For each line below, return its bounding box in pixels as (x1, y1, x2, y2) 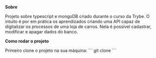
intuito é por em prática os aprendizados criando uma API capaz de (5, 19, 140, 24)
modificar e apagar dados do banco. (5, 29, 78, 34)
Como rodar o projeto (5, 38, 49, 44)
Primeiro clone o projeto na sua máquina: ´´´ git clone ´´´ (5, 48, 117, 53)
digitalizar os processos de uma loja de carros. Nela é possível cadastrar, (5, 24, 152, 29)
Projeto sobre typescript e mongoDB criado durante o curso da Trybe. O (5, 14, 150, 19)
